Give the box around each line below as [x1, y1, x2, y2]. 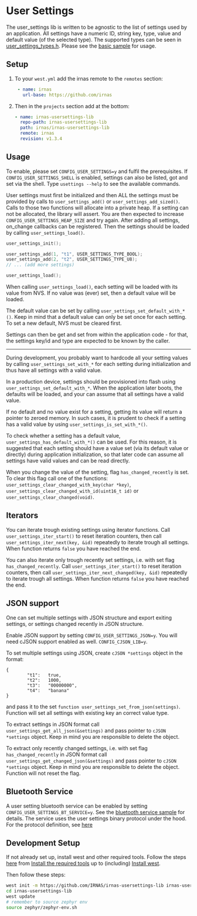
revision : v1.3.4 [20, 136, 63, 142]
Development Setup [6, 838, 80, 848]
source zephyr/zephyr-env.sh [6, 904, 77, 910]
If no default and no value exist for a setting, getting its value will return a [6, 408, 182, 415]
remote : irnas [20, 131, 55, 136]
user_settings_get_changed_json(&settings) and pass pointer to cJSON [6, 757, 177, 764]
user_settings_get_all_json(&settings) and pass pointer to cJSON [6, 727, 166, 734]
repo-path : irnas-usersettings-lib [20, 119, 107, 125]
